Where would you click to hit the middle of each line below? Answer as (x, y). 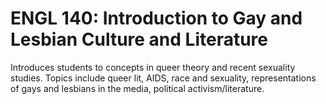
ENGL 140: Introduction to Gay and (156, 18)
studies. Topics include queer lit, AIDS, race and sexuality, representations (163, 78)
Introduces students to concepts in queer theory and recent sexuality (153, 67)
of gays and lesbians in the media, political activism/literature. (137, 88)
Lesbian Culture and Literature (139, 39)
